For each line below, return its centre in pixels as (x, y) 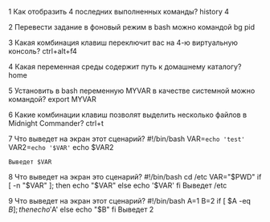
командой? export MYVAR (52, 99)
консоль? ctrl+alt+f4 (43, 51)
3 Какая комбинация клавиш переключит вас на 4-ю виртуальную (123, 42)
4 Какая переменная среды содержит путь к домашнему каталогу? (125, 67)
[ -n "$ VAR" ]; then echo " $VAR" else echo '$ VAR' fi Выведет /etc (118, 185)
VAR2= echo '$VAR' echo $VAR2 (61, 147)
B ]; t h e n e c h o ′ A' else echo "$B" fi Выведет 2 (81, 209)
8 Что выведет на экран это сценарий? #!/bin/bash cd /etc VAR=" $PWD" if (135, 177)
